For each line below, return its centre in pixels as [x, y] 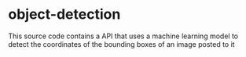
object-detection [64, 14]
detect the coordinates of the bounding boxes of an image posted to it [121, 44]
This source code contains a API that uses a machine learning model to [123, 36]
